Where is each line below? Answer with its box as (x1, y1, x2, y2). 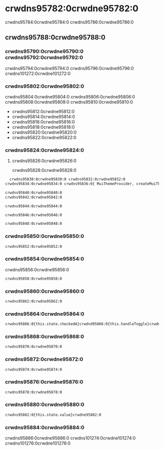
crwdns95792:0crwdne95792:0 (5, 54, 83, 61)
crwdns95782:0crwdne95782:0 (5, 3, 139, 14)
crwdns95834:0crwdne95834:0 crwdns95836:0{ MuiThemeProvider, (5, 182, 134, 187)
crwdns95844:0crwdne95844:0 (5, 204, 62, 209)
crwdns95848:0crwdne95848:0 (5, 221, 62, 226)
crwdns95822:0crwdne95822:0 (12, 134, 77, 140)
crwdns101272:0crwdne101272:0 (5, 71, 71, 76)
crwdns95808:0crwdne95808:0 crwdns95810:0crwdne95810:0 (5, 99, 133, 105)
